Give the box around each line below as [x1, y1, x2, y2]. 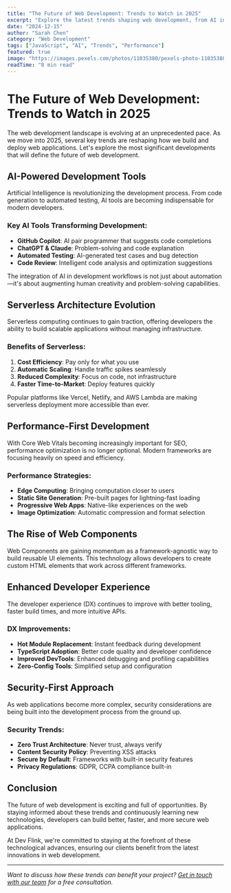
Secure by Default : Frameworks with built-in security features [16, 755, 194, 763]
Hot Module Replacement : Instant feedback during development [16, 640, 201, 648]
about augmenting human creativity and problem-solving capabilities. [23, 279, 220, 287]
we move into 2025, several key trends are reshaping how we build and [7, 136, 209, 144]
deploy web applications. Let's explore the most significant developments [7, 143, 216, 152]
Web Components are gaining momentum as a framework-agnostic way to [7, 547, 219, 555]
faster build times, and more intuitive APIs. [7, 607, 127, 615]
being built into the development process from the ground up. [7, 707, 182, 716]
